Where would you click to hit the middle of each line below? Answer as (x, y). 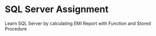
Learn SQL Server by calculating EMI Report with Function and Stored (78, 23)
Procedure (16, 28)
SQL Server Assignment (57, 9)
